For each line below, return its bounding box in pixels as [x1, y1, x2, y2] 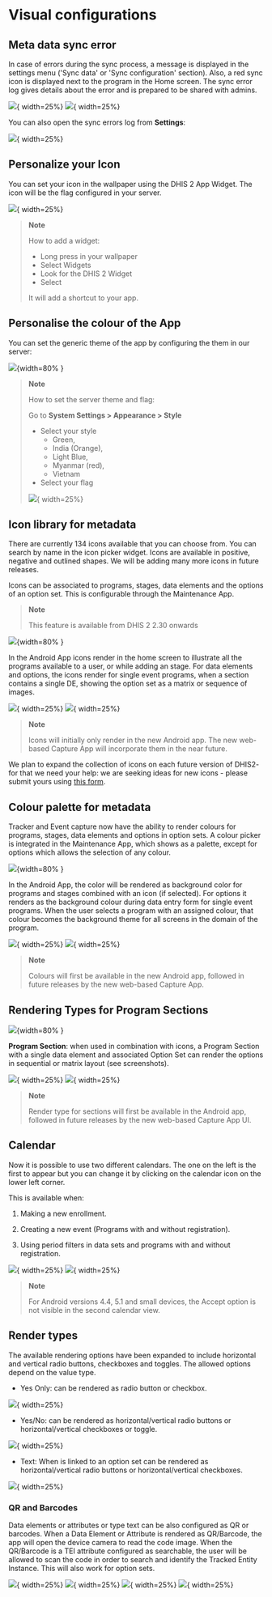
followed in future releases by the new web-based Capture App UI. [28, 1115, 252, 1125]
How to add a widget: [28, 236, 100, 245]
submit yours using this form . [8, 777, 106, 787]
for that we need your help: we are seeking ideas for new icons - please [8, 768, 249, 778]
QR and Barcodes [8, 1501, 79, 1513]
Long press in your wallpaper [40, 251, 138, 261]
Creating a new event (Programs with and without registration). [19, 1224, 231, 1234]
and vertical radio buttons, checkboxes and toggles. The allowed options [8, 1358, 251, 1369]
